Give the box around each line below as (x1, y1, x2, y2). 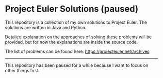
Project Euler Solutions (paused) (5, 3, 139, 15)
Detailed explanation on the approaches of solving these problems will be (5, 34, 152, 40)
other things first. (5, 67, 40, 73)
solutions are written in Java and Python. (5, 24, 87, 30)
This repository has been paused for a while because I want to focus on (5, 62, 148, 68)
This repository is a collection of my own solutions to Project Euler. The (5, 19, 147, 25)
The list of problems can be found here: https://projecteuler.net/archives (5, 48, 149, 54)
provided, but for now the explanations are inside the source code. (5, 39, 138, 45)
